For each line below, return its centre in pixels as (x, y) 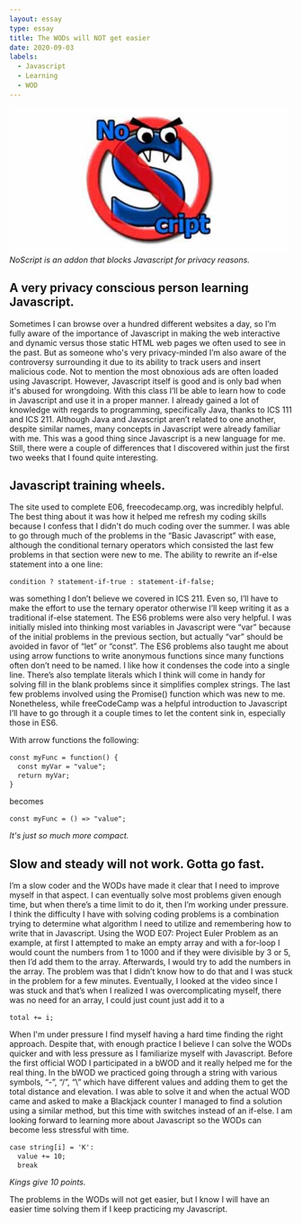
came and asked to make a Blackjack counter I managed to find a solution (146, 1102)
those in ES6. (34, 722)
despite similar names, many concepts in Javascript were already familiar (145, 429)
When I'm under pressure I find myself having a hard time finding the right (146, 1034)
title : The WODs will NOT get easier (80, 38)
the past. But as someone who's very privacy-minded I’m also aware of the (148, 352)
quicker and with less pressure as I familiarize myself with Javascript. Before (151, 1054)
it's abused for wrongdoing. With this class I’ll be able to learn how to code (147, 390)
